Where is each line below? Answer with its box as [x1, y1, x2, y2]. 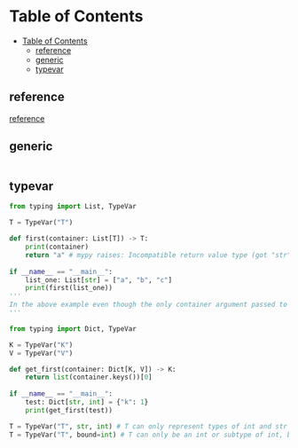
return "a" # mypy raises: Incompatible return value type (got [25, 250, 268, 259]
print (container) [25, 242, 90, 251]
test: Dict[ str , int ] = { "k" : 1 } [25, 397, 149, 406]
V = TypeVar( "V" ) [9, 349, 74, 358]
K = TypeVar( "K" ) [9, 340, 74, 350]
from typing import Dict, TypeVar [9, 324, 137, 334]
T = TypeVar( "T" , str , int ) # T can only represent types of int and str [9, 421, 288, 431]
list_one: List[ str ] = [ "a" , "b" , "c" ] [25, 275, 173, 285]
